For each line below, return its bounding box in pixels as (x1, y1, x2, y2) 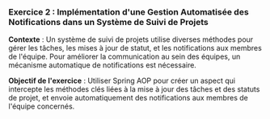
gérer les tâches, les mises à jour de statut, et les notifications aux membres (8, 43, 263, 53)
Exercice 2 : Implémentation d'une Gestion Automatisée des (8, 6, 249, 18)
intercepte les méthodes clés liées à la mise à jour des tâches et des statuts (8, 84, 260, 94)
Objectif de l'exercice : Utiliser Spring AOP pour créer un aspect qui (8, 76, 236, 86)
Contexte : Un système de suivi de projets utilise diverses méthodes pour (8, 35, 254, 44)
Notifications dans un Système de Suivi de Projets (8, 16, 209, 27)
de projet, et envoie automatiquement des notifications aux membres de (8, 93, 248, 103)
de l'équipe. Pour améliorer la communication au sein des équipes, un (8, 51, 241, 62)
